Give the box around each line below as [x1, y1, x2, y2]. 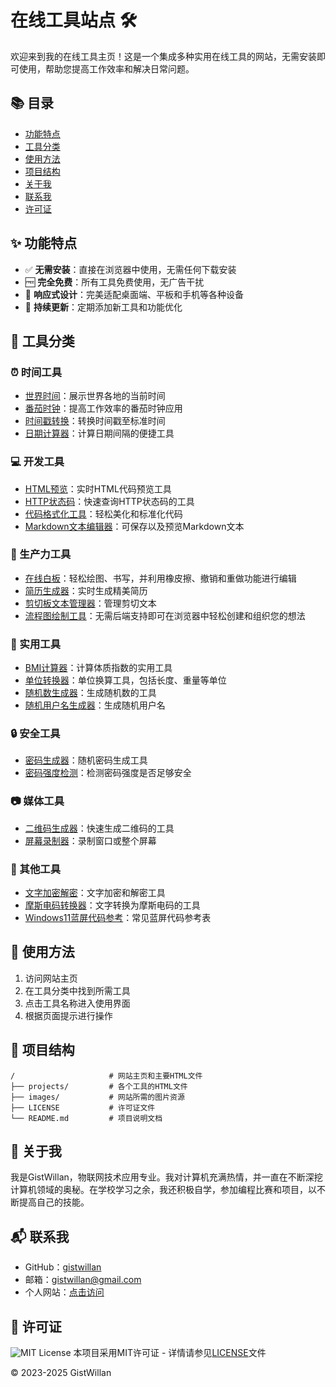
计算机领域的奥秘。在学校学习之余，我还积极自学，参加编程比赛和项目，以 [10, 1184, 317, 1196]
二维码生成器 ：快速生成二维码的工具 [24, 822, 175, 834]
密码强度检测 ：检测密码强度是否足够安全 [24, 767, 192, 779]
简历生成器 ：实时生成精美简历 [24, 584, 148, 596]
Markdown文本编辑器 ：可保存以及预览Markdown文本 [24, 520, 245, 532]
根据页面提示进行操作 [24, 1009, 113, 1021]
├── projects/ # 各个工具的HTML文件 [10, 1081, 188, 1091]
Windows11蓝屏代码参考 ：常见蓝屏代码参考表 [24, 912, 212, 924]
